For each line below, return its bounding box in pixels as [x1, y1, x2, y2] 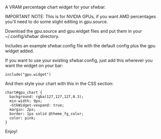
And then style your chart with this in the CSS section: [5, 80, 114, 86]
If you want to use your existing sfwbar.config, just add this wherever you [5, 58, 153, 63]
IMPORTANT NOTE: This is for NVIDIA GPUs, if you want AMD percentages [5, 14, 156, 19]
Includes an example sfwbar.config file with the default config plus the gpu [5, 43, 156, 48]
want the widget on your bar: [5, 63, 63, 68]
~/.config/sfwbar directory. [5, 34, 60, 39]
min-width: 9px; [9, 99, 42, 103]
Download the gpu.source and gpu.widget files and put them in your [5, 28, 142, 34]
